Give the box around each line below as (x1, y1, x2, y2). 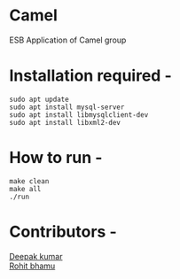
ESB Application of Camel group (9, 35, 127, 45)
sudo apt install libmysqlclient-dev (9, 110, 149, 120)
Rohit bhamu (9, 260, 56, 271)
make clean (9, 176, 50, 186)
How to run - (9, 148, 103, 168)
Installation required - (9, 66, 172, 86)
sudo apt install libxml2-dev (9, 118, 121, 127)
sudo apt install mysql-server (9, 103, 125, 112)
